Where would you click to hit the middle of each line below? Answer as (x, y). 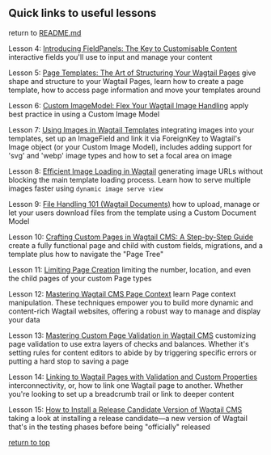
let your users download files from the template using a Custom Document (132, 213)
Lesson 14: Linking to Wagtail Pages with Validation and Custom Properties (133, 377)
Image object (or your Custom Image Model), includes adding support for (130, 147)
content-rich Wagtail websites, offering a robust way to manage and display (135, 311)
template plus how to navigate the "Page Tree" (86, 254)
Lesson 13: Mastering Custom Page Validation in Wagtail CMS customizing (132, 335)
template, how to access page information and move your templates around (135, 90)
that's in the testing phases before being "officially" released (109, 427)
